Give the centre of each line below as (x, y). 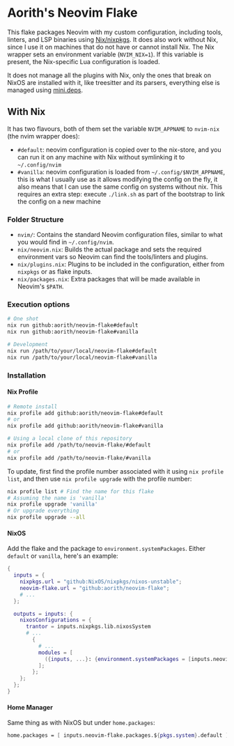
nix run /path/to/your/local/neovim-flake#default (82, 351)
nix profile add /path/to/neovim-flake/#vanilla (79, 458)
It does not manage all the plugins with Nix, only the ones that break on (109, 75)
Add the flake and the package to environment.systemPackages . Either (106, 549)
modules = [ (55, 653)
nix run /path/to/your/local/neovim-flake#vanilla (82, 357)
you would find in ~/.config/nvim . (66, 242)
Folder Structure (36, 219)
